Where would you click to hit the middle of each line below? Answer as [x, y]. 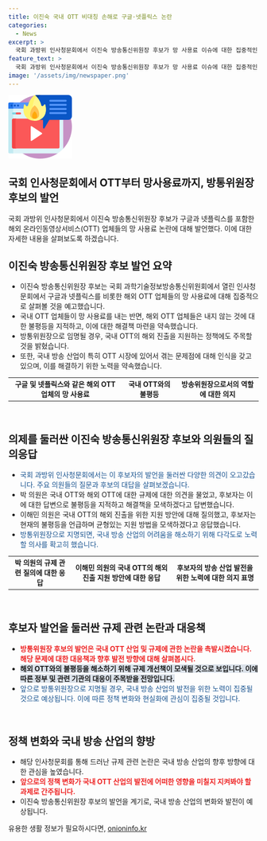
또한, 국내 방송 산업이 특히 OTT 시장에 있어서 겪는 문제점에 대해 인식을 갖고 [135, 356]
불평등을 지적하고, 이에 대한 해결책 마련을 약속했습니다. [113, 326]
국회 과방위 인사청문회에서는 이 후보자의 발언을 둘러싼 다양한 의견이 [124, 475]
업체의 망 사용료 [65, 395]
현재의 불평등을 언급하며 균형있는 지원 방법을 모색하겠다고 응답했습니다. [130, 524]
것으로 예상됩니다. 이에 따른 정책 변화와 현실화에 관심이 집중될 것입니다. [130, 698]
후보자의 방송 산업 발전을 [215, 568]
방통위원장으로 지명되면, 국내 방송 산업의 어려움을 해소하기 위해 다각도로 [131, 535]
